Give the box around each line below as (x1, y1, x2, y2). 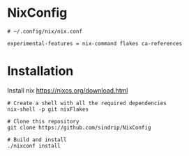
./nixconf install (7, 142, 61, 149)
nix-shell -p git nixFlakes (7, 106, 89, 113)
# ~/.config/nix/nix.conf (7, 28, 82, 35)
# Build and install (7, 136, 68, 143)
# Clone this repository (7, 118, 80, 125)
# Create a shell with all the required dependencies (7, 100, 167, 107)
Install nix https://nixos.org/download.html (7, 86, 128, 95)
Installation (7, 63, 74, 79)
